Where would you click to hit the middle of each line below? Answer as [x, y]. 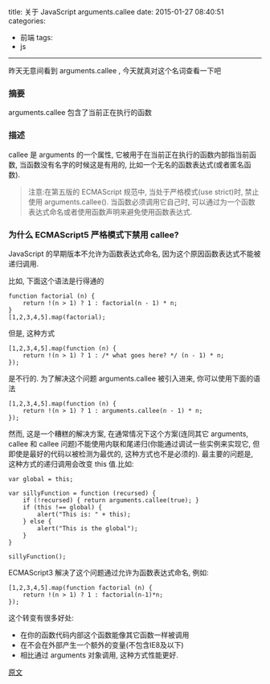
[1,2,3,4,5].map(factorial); [57, 317]
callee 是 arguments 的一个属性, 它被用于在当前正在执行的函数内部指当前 [129, 155]
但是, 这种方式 [31, 333]
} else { [37, 521]
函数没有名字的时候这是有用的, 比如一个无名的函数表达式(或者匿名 [135, 164]
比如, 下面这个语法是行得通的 [56, 281]
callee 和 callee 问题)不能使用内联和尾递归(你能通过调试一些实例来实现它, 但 [134, 443]
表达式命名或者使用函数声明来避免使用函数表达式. [110, 212]
